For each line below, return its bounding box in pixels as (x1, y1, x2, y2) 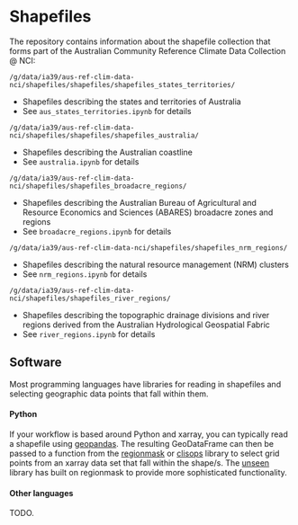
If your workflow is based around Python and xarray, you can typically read (9, 429, 288, 440)
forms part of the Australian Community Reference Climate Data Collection (9, 45, 286, 56)
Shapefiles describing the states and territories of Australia (22, 96, 241, 107)
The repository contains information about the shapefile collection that (9, 36, 271, 47)
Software (9, 355, 62, 370)
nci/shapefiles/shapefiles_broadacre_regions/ (9, 182, 187, 191)
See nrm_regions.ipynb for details (22, 268, 148, 280)
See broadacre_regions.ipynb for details (22, 226, 172, 236)
